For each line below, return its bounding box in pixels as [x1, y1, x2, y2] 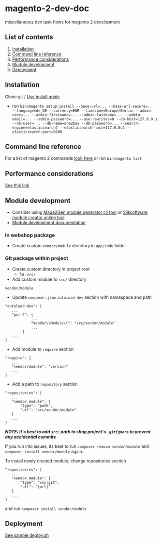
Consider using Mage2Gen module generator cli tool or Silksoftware [12, 209, 148, 215]
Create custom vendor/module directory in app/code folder [12, 243, 127, 249]
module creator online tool [12, 215, 65, 220]
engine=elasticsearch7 [12, 125, 58, 130]
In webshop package [5, 232, 55, 238]
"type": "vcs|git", [20, 480, 59, 485]
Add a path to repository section [12, 381, 78, 387]
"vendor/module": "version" [11, 364, 68, 369]
